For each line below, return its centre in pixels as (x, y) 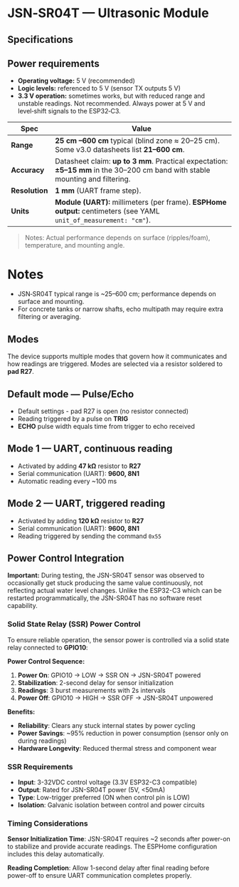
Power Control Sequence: (46, 661)
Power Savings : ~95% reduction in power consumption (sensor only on (123, 733)
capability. (22, 606)
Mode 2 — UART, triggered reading (86, 503)
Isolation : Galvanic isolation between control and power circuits (111, 805)
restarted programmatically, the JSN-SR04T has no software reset (105, 598)
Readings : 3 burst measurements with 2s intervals (91, 690)
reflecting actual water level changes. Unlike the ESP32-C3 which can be (115, 591)
